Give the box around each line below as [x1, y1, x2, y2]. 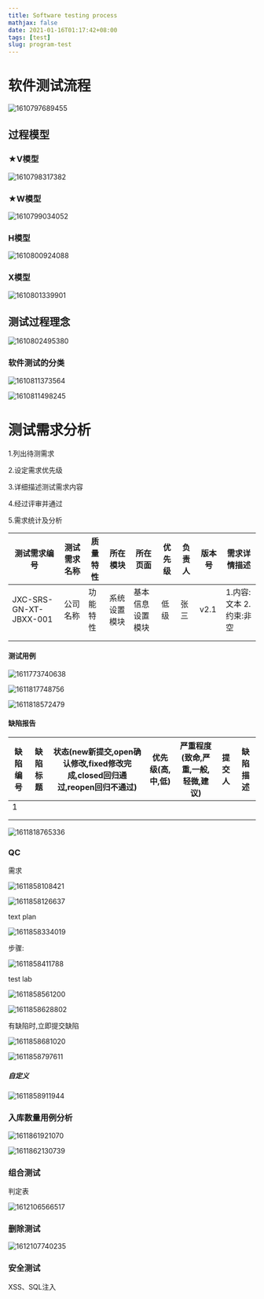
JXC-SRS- [12, 594, 53, 605]
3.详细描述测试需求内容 [8, 482, 84, 491]
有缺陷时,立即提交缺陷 [8, 1021, 80, 1030]
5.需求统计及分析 [8, 516, 63, 525]
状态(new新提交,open [53, 747, 134, 758]
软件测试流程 [8, 77, 92, 95]
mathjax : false [8, 19, 58, 27]
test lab [8, 974, 33, 984]
